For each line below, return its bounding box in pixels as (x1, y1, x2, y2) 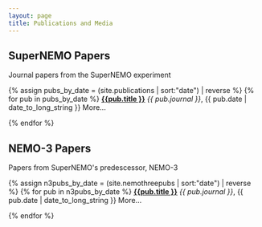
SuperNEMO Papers (8, 49, 111, 63)
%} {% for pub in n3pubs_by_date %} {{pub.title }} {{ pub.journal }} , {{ (8, 187, 244, 197)
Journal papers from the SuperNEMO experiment (8, 70, 171, 80)
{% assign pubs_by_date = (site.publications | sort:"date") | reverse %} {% (8, 86, 255, 95)
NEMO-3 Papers (8, 141, 92, 155)
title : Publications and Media (8, 19, 113, 27)
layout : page (8, 11, 52, 20)
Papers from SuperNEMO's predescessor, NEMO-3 (8, 163, 178, 172)
